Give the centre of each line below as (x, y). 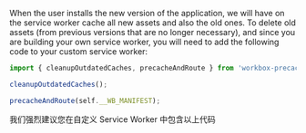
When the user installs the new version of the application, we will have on (147, 13)
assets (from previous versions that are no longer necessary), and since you (153, 32)
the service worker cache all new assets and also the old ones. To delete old (153, 23)
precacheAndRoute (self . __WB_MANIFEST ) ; (85, 100)
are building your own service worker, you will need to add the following (144, 42)
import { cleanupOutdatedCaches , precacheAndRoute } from (122, 68)
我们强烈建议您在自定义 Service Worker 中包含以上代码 (112, 119)
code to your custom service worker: (79, 52)
